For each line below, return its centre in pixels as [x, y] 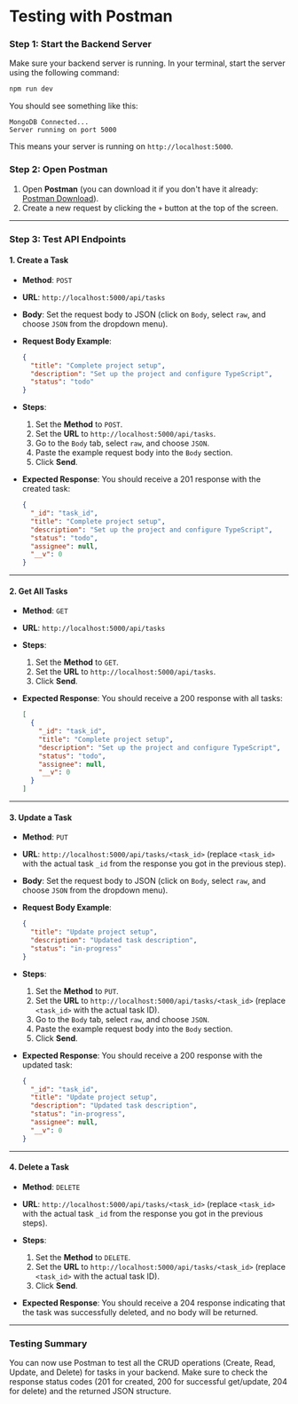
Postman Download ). [60, 198]
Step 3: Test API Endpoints [68, 239]
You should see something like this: [74, 106]
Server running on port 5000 [63, 130]
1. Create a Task [39, 260]
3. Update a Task [41, 817]
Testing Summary [48, 1344]
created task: [46, 489]
